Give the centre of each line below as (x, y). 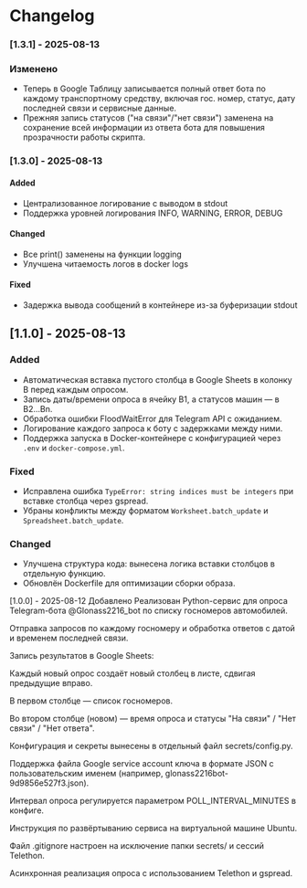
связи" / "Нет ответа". (52, 728)
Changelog (52, 16)
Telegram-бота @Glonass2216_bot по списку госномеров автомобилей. (148, 611)
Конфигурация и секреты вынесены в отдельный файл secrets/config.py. (152, 746)
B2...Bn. (37, 408)
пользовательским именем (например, (86, 774)
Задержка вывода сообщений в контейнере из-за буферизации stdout (160, 305)
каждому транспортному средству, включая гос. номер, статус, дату (159, 99)
